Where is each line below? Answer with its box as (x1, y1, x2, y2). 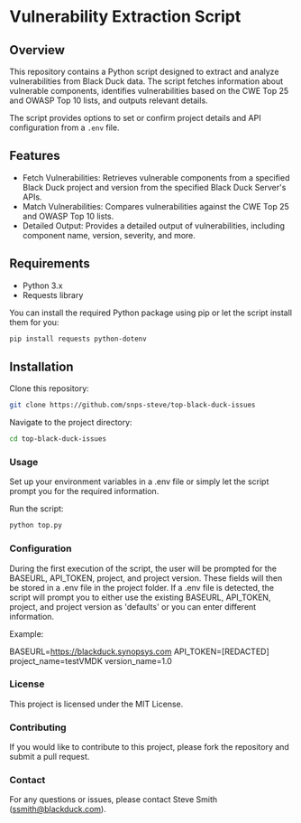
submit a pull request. (9, 752, 90, 762)
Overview (9, 42, 66, 58)
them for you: (9, 316, 59, 327)
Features (9, 148, 60, 164)
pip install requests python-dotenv (9, 334, 147, 343)
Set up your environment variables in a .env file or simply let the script (9, 476, 269, 487)
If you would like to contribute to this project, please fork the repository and (9, 742, 290, 753)
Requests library (22, 289, 84, 300)
